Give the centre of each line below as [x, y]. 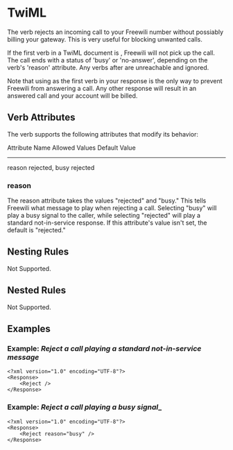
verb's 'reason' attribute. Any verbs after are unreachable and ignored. [108, 67]
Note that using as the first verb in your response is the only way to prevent [115, 80]
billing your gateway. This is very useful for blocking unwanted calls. [105, 39]
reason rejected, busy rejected [51, 167]
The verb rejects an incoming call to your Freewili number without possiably [115, 32]
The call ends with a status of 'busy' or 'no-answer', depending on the [107, 60]
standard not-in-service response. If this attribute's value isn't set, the [107, 223]
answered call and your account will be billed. [72, 96]
